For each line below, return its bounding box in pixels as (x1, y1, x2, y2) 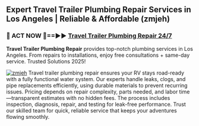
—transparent (6, 94, 40, 101)
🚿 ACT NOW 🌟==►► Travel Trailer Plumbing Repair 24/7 (6, 32, 172, 40)
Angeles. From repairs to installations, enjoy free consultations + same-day (6, 51, 190, 59)
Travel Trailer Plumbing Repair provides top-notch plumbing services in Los (6, 45, 193, 52)
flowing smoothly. (6, 113, 50, 120)
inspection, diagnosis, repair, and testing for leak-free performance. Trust (6, 101, 186, 108)
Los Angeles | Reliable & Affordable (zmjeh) (6, 14, 170, 24)
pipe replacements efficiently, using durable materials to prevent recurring (6, 82, 188, 89)
